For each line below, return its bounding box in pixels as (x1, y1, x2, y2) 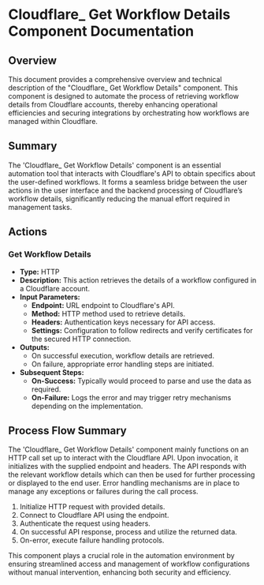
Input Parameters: (19, 292, 80, 302)
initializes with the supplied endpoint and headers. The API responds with (8, 462, 247, 471)
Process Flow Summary (8, 424, 128, 437)
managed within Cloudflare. (8, 117, 99, 126)
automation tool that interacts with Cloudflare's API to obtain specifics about (8, 168, 256, 178)
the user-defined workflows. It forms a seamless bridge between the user (8, 177, 248, 186)
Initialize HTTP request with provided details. (19, 502, 165, 512)
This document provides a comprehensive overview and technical (8, 75, 222, 84)
